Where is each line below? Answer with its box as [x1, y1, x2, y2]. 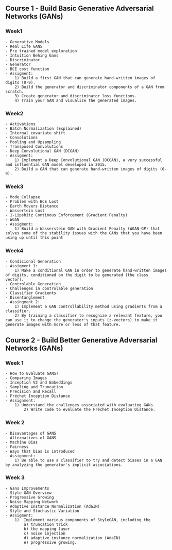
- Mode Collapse [5, 195, 40, 200]
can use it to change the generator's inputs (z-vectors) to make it [5, 317, 158, 322]
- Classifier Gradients [5, 290, 57, 296]
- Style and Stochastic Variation [5, 508, 80, 513]
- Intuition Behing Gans [5, 53, 59, 58]
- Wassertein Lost [5, 208, 45, 213]
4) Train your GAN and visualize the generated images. [14, 98, 137, 103]
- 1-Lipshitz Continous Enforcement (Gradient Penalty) [5, 213, 128, 218]
